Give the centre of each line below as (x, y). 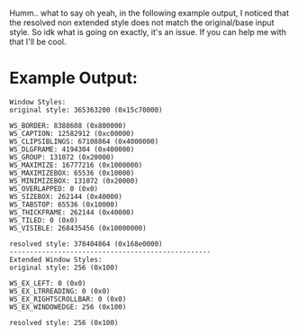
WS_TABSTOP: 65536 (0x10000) (64, 204)
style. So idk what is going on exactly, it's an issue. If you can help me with (148, 32)
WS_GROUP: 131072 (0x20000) (62, 157)
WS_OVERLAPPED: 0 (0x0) (54, 188)
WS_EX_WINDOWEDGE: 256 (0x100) (68, 307)
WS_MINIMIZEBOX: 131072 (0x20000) (74, 181)
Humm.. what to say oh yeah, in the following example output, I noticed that (149, 13)
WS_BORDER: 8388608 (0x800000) (68, 125)
